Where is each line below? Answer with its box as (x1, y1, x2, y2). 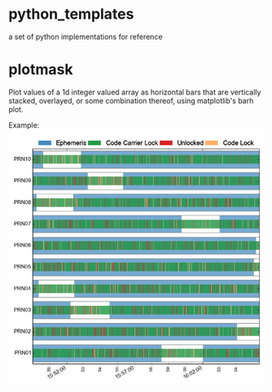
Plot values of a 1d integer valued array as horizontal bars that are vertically (8, 87, 261, 97)
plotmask (8, 60, 73, 79)
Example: (8, 120, 40, 130)
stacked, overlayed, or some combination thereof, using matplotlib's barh (8, 95, 254, 106)
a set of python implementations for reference (8, 32, 163, 41)
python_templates (8, 5, 134, 24)
